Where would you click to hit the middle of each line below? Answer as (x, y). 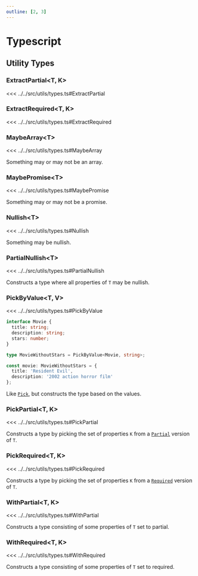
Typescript (34, 41)
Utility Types (30, 63)
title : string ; (30, 327)
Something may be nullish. (39, 242)
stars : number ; (30, 339)
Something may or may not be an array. (55, 162)
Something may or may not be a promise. (57, 202)
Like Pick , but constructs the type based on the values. (74, 394)
